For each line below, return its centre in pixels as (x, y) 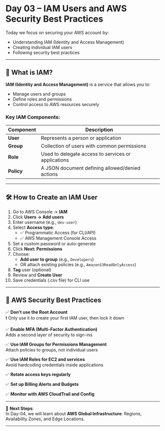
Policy (15, 171)
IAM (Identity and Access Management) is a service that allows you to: (78, 84)
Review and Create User (37, 275)
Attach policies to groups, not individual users (52, 350)
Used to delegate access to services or (86, 154)
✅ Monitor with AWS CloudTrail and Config (50, 394)
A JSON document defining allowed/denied (91, 168)
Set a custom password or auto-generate (54, 243)
